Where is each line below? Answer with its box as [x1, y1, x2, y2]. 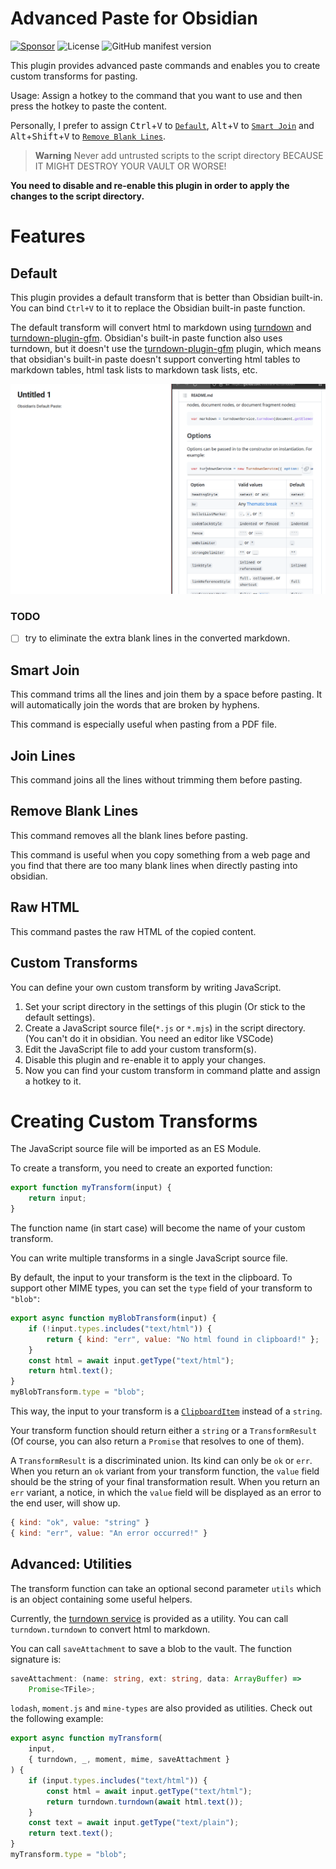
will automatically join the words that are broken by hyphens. [10, 699, 260, 711]
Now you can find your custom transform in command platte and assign [24, 1064, 321, 1076]
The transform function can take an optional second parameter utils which [10, 1582, 322, 1594]
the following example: [10, 1713, 104, 1725]
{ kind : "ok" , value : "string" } [10, 1518, 150, 1528]
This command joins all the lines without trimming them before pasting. [10, 774, 303, 786]
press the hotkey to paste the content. [10, 100, 168, 112]
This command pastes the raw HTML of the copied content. [10, 925, 257, 937]
